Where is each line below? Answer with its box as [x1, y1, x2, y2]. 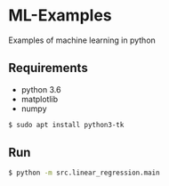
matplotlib [20, 93, 59, 104]
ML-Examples [8, 5, 112, 26]
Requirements [8, 61, 88, 76]
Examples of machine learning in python [8, 35, 157, 45]
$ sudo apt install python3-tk [8, 120, 125, 129]
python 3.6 [20, 84, 61, 94]
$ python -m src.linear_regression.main [8, 168, 161, 178]
